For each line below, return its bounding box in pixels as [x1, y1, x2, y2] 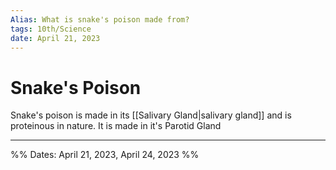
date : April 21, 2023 [10, 33, 101, 43]
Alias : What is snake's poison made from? [10, 14, 190, 25]
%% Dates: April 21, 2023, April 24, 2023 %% [10, 149, 200, 161]
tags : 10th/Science [10, 24, 92, 34]
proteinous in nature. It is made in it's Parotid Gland [10, 120, 222, 132]
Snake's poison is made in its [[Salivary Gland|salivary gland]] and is [10, 109, 292, 121]
